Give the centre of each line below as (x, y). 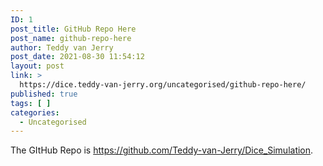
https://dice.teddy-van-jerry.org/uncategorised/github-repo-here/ (163, 85)
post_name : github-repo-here (71, 38)
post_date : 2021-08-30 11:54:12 (77, 57)
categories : (35, 112)
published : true (44, 94)
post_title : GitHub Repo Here (73, 29)
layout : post (37, 66)
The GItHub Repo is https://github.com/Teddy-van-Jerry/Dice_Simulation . (162, 150)
